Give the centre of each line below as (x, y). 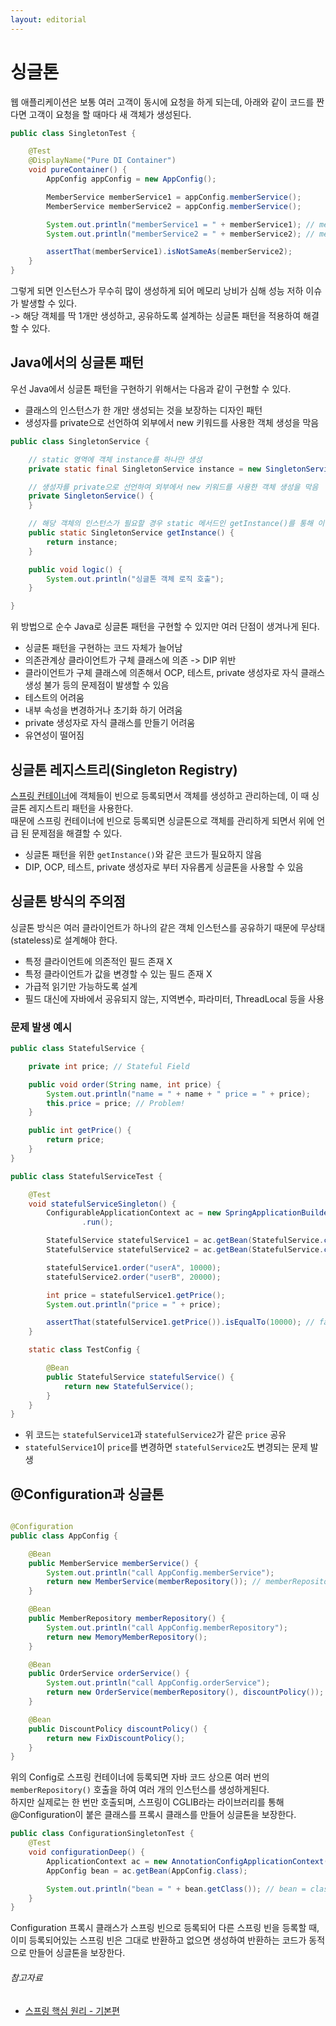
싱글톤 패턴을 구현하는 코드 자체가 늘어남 (103, 648)
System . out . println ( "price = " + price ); (134, 1304)
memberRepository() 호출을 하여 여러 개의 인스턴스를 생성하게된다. (140, 1790)
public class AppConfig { (64, 1536)
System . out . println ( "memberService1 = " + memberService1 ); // (180, 224)
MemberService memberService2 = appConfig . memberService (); (174, 206)
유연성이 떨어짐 (54, 735)
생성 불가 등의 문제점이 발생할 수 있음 (97, 685)
